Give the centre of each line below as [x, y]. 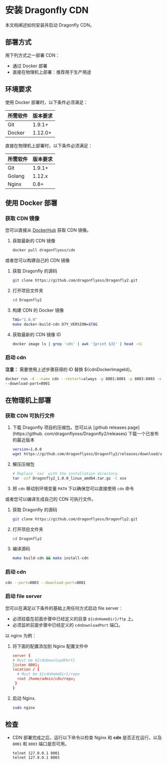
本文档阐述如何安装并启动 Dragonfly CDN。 [50, 25]
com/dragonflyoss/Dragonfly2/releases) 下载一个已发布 [102, 434]
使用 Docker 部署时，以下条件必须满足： [47, 102]
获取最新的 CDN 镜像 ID [37, 334]
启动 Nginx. [24, 698]
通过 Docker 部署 [30, 66]
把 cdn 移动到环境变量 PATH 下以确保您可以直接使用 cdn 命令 [73, 488]
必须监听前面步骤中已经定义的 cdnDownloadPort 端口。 [68, 625]
